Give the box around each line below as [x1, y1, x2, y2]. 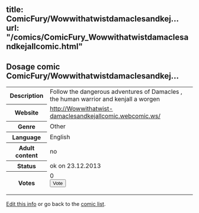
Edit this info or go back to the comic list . [6, 201, 106, 208]
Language [12, 133, 41, 141]
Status [17, 162, 37, 170]
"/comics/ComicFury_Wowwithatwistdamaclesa [6, 32, 189, 42]
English [49, 133, 70, 141]
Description [9, 91, 44, 100]
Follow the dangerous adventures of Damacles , [49, 88, 182, 96]
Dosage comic [6, 61, 60, 71]
